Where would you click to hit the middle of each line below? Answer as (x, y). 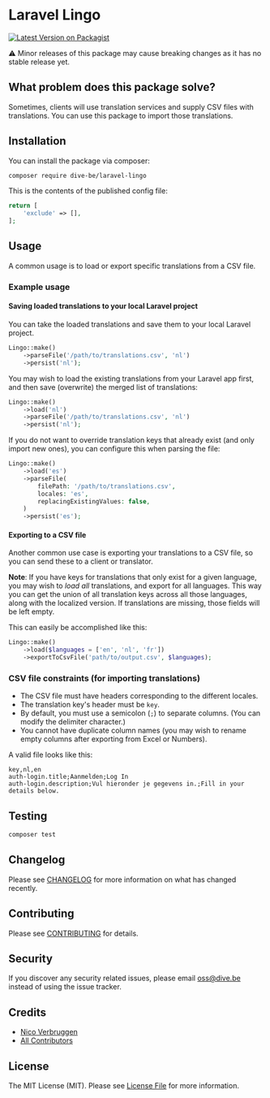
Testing (28, 816)
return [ (23, 206)
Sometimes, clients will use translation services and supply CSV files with (131, 106)
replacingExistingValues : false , (94, 501)
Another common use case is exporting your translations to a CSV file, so (131, 553)
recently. (23, 888)
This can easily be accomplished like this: (78, 628)
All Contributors (46, 1040)
